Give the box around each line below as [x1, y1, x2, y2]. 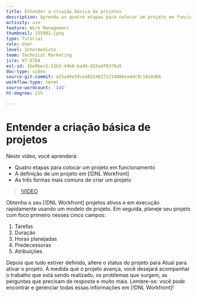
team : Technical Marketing [6, 52, 72, 58]
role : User [6, 42, 33, 47]
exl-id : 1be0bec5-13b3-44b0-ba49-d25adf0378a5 [6, 63, 122, 69]
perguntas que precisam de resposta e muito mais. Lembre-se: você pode [6, 278, 185, 285]
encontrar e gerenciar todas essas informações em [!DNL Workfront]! [6, 284, 174, 291]
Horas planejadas [14, 235, 57, 242]
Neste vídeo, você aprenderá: [6, 152, 78, 159]
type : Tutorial [6, 36, 43, 42]
